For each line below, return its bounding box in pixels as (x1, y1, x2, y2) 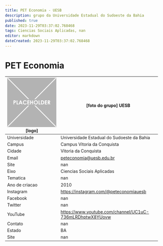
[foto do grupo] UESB (86, 102, 130, 108)
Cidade (7, 148, 22, 154)
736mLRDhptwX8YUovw (60, 214, 111, 220)
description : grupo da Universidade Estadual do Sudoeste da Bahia (5, 13, 145, 18)
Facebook (7, 196, 27, 201)
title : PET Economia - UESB (5, 8, 62, 13)
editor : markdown (5, 33, 40, 38)
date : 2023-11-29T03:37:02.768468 (5, 23, 75, 28)
